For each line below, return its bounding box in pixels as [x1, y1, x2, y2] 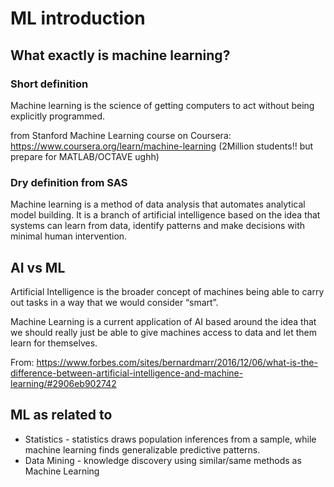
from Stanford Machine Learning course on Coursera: [10, 129, 232, 141]
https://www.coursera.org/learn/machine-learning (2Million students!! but [10, 140, 314, 152]
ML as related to [10, 407, 113, 424]
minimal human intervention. [10, 230, 128, 242]
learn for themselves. [10, 337, 98, 349]
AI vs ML [10, 259, 66, 276]
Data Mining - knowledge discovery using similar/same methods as [24, 454, 302, 466]
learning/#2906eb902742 [10, 377, 117, 389]
